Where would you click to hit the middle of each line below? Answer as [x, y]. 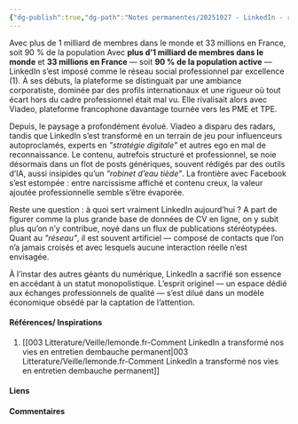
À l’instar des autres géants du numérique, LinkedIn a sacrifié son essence [145, 274]
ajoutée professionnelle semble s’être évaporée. [97, 192]
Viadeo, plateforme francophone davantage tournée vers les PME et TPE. [143, 108]
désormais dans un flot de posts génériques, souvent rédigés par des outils [147, 164]
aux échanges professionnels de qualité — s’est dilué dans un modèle [137, 292]
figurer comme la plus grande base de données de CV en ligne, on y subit [144, 219]
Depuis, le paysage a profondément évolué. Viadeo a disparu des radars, [142, 126]
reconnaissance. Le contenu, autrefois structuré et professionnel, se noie [143, 154]
